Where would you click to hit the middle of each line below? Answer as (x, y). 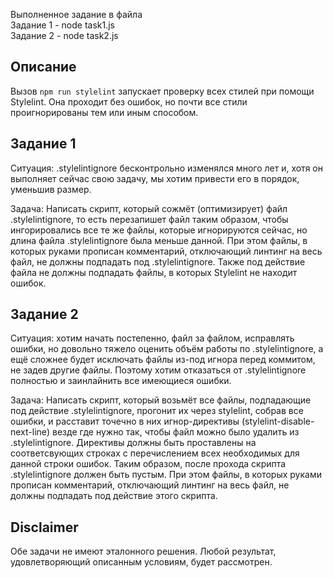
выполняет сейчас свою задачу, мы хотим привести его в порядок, (155, 178)
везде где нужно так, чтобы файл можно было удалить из (176, 432)
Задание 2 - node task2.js (64, 35)
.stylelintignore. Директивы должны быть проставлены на (133, 443)
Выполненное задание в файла (76, 14)
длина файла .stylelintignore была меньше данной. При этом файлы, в (159, 240)
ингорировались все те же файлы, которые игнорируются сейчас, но (159, 230)
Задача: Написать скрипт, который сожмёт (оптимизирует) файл (149, 208)
